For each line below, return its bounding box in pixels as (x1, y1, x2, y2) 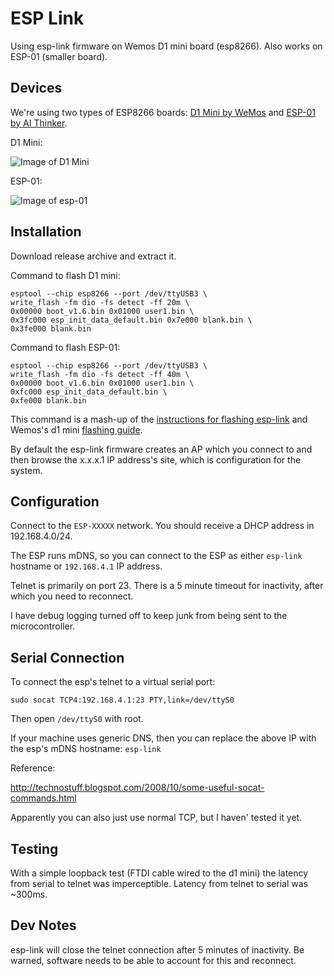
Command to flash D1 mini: (10, 269, 121, 281)
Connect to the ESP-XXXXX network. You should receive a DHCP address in (10, 520, 315, 532)
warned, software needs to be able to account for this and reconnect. (10, 954, 297, 966)
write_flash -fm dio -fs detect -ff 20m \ (10, 297, 190, 307)
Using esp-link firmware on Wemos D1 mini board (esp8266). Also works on (10, 40, 323, 52)
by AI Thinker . (10, 117, 68, 129)
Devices (10, 80, 63, 97)
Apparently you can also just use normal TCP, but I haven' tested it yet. (10, 812, 303, 824)
